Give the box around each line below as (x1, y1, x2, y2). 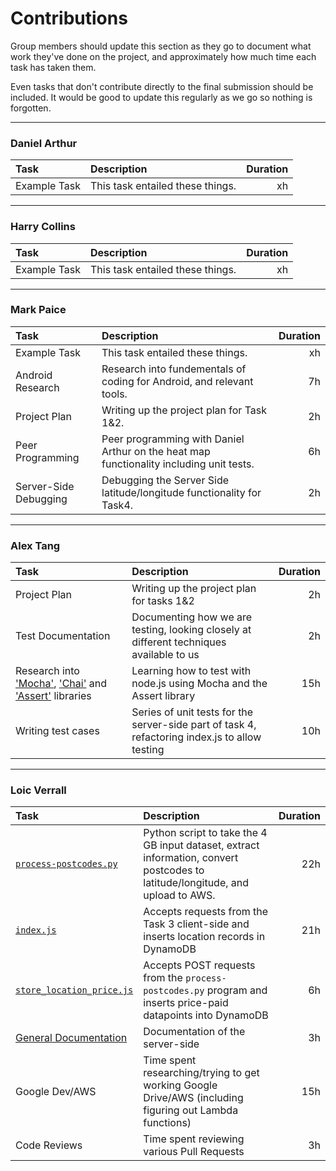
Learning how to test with (131, 664, 252, 678)
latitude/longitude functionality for (101, 485, 262, 499)
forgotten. (10, 102, 52, 114)
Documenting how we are (131, 610, 253, 624)
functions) (143, 1116, 192, 1130)
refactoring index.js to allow (131, 730, 262, 744)
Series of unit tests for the (131, 705, 254, 719)
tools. (101, 387, 128, 401)
